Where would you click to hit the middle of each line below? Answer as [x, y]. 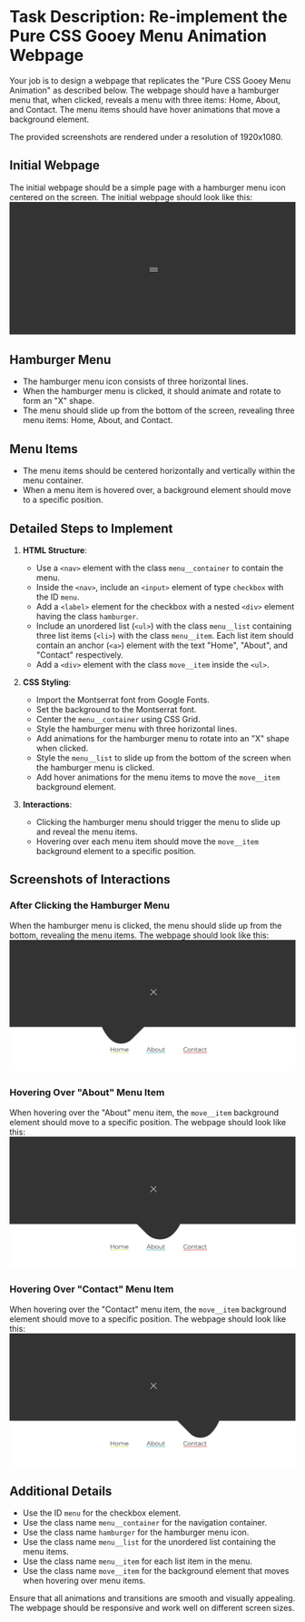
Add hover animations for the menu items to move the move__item [158, 777]
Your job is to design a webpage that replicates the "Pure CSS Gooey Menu [150, 80]
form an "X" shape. [59, 401]
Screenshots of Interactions [90, 880]
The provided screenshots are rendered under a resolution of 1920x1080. [146, 136]
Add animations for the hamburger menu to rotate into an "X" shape [163, 738]
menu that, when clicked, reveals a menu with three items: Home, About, [145, 100]
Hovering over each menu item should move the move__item [147, 841]
